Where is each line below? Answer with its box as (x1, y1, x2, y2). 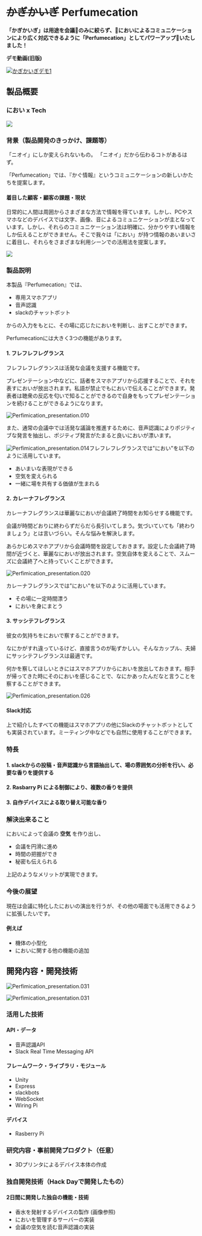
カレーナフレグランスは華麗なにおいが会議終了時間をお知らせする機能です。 (6, 509, 196, 516)
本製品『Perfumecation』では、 (6, 281, 86, 288)
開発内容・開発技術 (6, 966, 78, 977)
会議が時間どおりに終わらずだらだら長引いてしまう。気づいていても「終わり (6, 522, 195, 529)
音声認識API (14, 1041, 45, 1048)
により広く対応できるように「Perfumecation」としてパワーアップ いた (11, 34, 191, 41)
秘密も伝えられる (14, 858, 58, 865)
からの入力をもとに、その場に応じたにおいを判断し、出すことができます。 (6, 322, 191, 329)
